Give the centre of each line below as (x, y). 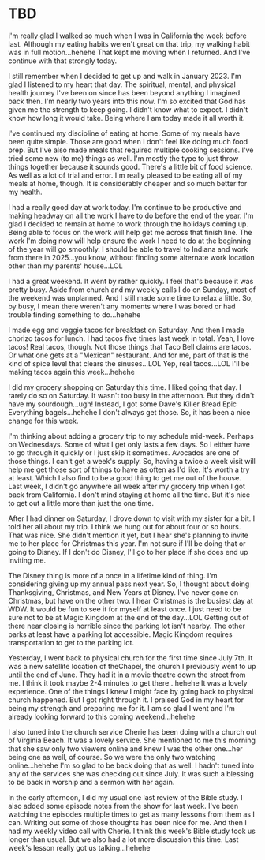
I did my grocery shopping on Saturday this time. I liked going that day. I (125, 387)
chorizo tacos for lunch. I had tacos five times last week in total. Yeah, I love (131, 338)
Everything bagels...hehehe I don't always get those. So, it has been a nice (129, 412)
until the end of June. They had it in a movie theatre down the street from (127, 675)
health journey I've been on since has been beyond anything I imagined (124, 92)
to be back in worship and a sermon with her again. (91, 782)
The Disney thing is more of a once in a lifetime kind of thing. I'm (113, 575)
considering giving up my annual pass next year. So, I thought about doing (129, 584)
